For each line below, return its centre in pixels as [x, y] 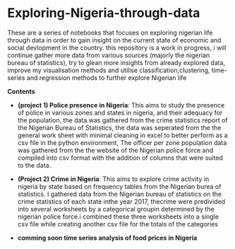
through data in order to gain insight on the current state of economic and [114, 40]
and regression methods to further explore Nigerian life [107, 77]
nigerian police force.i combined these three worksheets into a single [118, 216]
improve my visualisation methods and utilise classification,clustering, [109, 70]
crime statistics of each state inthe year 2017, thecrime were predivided [121, 201]
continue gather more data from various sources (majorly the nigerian [109, 55]
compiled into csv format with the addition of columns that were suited [120, 158]
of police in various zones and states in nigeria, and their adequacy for [120, 112]
